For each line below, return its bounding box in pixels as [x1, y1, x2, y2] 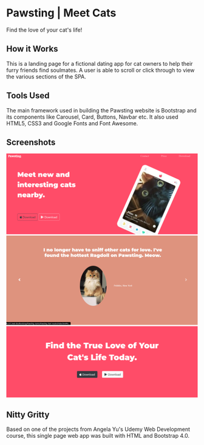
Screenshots [6, 137, 56, 147]
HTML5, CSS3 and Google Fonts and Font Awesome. [6, 119, 138, 127]
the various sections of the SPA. [6, 73, 86, 80]
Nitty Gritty [6, 409, 50, 419]
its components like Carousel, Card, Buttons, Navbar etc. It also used [6, 113, 178, 120]
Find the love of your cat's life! [6, 26, 83, 33]
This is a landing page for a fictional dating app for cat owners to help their [6, 60, 193, 67]
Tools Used [6, 91, 50, 101]
